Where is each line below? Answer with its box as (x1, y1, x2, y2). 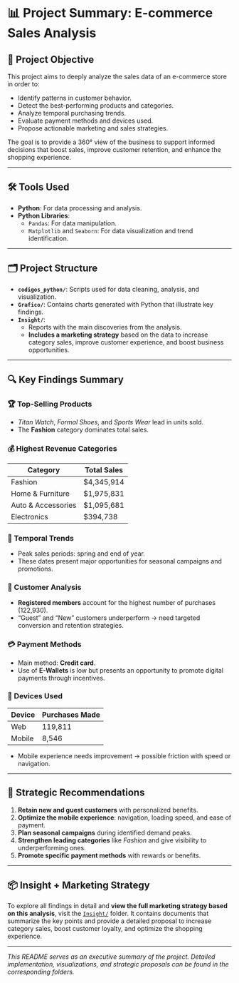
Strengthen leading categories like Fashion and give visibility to (17, 835, 207, 845)
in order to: (7, 80, 40, 88)
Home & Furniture (11, 489, 70, 499)
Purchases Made (41, 710, 101, 720)
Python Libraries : (17, 211, 70, 220)
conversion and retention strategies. (17, 621, 124, 630)
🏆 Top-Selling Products (7, 399, 92, 409)
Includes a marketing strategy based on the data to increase (28, 330, 208, 339)
